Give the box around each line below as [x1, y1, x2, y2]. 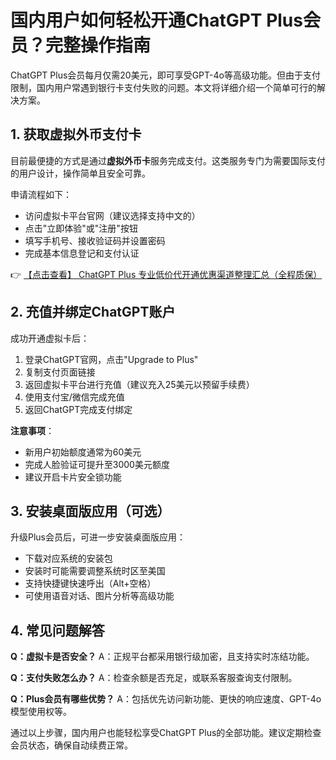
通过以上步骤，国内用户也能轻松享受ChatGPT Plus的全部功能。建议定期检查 [10, 727, 322, 739]
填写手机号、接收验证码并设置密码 [24, 234, 166, 246]
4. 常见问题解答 [10, 622, 105, 639]
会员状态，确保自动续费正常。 [10, 739, 133, 751]
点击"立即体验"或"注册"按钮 [24, 222, 138, 234]
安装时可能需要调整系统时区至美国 [24, 565, 166, 577]
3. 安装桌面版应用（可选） [10, 502, 171, 520]
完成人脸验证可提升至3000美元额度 [24, 458, 170, 470]
